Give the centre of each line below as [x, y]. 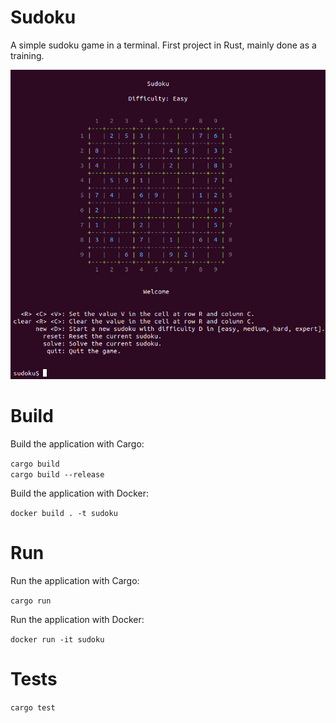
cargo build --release [57, 474]
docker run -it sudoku [57, 639]
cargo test [33, 707]
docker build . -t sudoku [64, 513]
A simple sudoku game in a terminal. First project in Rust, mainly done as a [163, 45]
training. [27, 55]
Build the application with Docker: [80, 493]
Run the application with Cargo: [75, 580]
